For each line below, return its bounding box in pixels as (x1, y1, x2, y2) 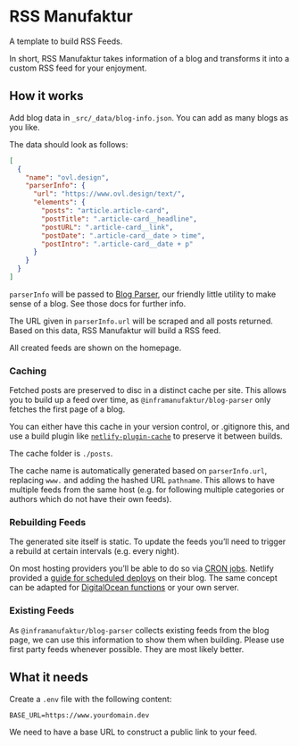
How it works (9, 88, 84, 104)
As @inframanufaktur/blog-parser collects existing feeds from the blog (9, 624, 270, 635)
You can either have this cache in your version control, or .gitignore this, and (9, 422, 290, 432)
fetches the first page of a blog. (9, 404, 126, 415)
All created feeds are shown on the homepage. (9, 342, 182, 353)
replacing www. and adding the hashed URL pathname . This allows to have (9, 475, 275, 486)
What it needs (9, 670, 89, 685)
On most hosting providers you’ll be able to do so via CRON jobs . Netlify (9, 563, 274, 574)
